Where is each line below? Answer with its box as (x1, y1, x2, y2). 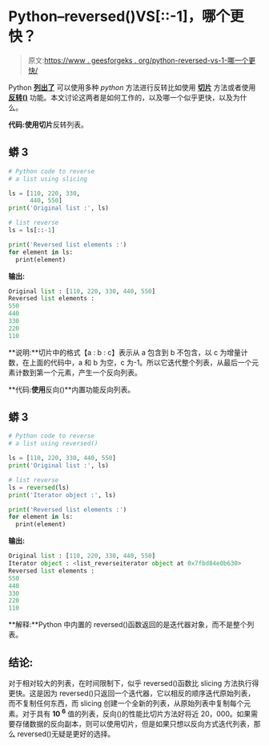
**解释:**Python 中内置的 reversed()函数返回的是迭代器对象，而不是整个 (8, 620, 247, 630)
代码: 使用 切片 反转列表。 (8, 120, 88, 129)
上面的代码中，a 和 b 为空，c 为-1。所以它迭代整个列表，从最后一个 (29, 357, 252, 367)
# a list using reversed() (8, 439, 98, 448)
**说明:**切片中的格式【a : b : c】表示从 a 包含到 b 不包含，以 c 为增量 (8, 347, 242, 357)
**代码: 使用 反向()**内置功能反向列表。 (8, 385, 135, 394)
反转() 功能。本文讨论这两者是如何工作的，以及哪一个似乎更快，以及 (8, 92, 234, 102)
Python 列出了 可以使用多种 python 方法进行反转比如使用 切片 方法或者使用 (8, 82, 256, 92)
